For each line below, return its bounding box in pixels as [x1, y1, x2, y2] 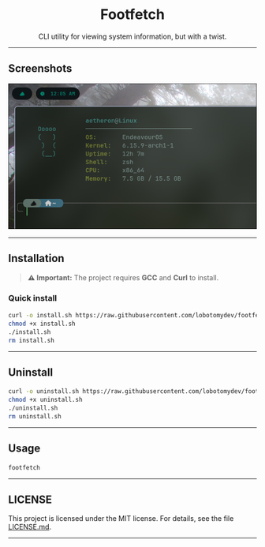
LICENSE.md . [8, 523, 52, 532]
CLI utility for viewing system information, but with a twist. [38, 32, 227, 41]
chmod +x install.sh [8, 320, 77, 328]
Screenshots [8, 62, 73, 76]
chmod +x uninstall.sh [8, 396, 83, 404]
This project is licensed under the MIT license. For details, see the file [8, 514, 234, 523]
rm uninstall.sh [8, 412, 62, 420]
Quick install [8, 292, 58, 303]
